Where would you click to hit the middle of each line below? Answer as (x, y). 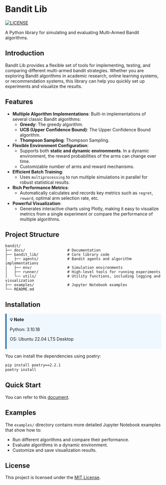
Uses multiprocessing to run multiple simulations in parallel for (83, 177)
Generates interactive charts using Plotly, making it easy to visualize (89, 209)
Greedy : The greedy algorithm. (51, 124)
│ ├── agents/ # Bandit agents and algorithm (69, 259)
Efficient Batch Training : (38, 171)
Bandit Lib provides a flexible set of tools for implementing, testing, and (78, 65)
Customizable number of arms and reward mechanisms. (77, 166)
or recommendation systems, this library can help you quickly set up (75, 81)
